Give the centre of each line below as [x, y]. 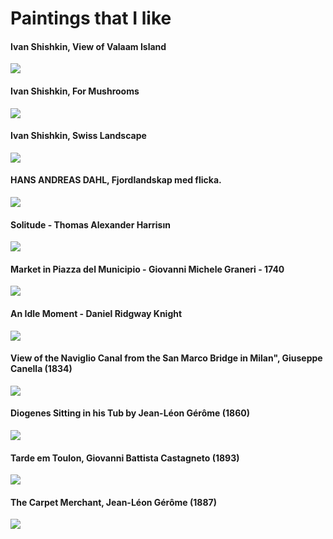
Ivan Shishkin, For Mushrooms [75, 91]
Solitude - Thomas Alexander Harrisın [90, 224]
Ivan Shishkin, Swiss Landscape [78, 136]
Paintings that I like [91, 18]
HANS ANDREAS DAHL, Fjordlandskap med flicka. [116, 180]
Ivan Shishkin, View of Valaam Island [88, 46]
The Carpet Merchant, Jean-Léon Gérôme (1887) [113, 502]
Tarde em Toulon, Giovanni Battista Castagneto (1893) [125, 458]
